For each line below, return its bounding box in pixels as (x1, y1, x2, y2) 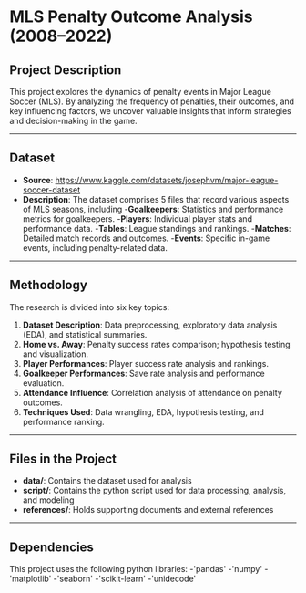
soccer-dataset (22, 184, 80, 195)
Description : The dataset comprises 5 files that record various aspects (22, 193, 290, 204)
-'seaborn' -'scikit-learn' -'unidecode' (53, 573, 197, 585)
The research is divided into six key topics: (9, 301, 170, 312)
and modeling (22, 494, 75, 505)
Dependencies (9, 539, 94, 555)
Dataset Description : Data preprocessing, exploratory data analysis (22, 319, 278, 330)
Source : (22, 174, 54, 185)
